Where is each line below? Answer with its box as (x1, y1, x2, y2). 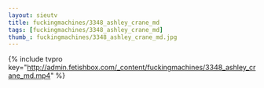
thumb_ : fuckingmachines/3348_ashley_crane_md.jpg (8, 33, 178, 41)
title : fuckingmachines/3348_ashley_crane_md (8, 19, 159, 26)
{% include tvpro (8, 55, 63, 64)
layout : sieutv (8, 11, 58, 19)
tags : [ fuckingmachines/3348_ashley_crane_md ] (8, 26, 163, 33)
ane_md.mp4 (8, 71, 51, 80)
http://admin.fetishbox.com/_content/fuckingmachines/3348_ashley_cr (27, 63, 256, 72)
